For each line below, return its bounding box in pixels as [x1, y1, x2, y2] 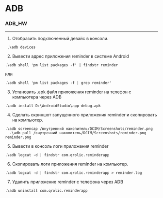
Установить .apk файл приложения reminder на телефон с [12, 89, 131, 95]
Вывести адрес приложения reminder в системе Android [12, 54, 130, 59]
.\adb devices [7, 45, 36, 50]
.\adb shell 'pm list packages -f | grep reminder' [5, 81, 112, 85]
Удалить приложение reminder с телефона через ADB [12, 179, 124, 185]
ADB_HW [5, 20, 28, 27]
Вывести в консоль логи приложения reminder [12, 143, 109, 149]
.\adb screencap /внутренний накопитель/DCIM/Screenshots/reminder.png [5, 127, 153, 131]
